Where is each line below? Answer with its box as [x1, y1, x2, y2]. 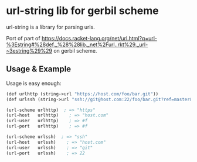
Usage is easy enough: [6, 80, 62, 87]
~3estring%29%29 [6, 47, 53, 54]
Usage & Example [6, 64, 72, 74]
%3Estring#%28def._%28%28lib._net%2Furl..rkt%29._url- [6, 41, 148, 48]
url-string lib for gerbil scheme [6, 4, 159, 18]
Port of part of [6, 35, 40, 42]
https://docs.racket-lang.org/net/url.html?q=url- [41, 35, 157, 42]
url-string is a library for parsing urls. [6, 23, 95, 30]
